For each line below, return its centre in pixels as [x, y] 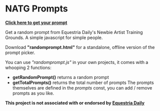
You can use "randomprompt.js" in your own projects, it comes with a [77, 62]
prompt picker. [20, 52]
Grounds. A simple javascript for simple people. [54, 37]
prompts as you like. [33, 93]
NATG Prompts [37, 9]
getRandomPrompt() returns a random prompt [60, 77]
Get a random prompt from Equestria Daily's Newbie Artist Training [74, 32]
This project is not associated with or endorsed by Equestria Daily [75, 102]
